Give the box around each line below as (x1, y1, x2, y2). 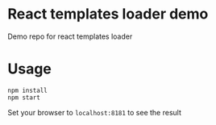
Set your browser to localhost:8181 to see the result (7, 107, 182, 117)
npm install (7, 86, 48, 94)
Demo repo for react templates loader (7, 31, 133, 41)
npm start (7, 94, 41, 102)
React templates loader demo (7, 5, 209, 23)
